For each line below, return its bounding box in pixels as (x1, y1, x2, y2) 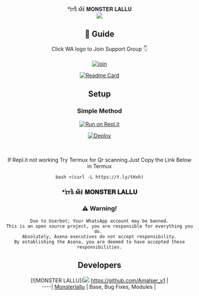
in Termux (87, 163, 112, 170)
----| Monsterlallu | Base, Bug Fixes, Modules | (41, 283, 156, 290)
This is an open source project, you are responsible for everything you (6, 223, 193, 229)
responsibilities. (76, 244, 123, 250)
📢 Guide (85, 29, 114, 39)
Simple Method (77, 107, 122, 115)
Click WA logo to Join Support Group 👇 (51, 45, 148, 52)
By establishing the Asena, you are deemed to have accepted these (14, 239, 185, 245)
